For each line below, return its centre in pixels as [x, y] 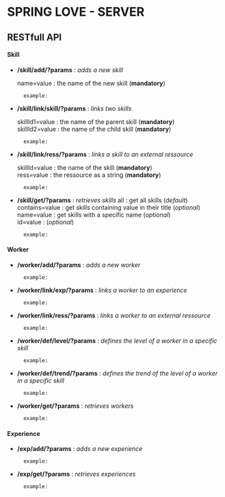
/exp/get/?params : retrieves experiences [76, 474]
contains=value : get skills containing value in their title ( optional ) [108, 207]
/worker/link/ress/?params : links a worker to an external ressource [114, 315]
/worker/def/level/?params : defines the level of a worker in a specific [117, 341]
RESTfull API [35, 37]
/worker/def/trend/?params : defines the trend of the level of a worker [117, 373]
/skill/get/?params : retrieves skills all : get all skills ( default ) [102, 200]
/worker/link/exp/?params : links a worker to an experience [102, 290]
